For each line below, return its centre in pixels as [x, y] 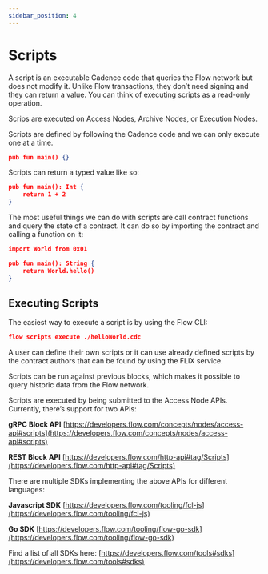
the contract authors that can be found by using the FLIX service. [116, 361]
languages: [27, 490]
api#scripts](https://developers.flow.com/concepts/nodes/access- [118, 433]
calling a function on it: [46, 235]
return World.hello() [58, 271]
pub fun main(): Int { [46, 187]
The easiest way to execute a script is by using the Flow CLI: [108, 323]
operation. [25, 103]
